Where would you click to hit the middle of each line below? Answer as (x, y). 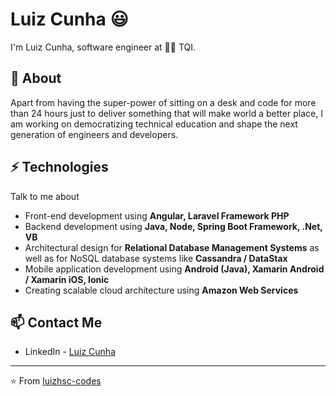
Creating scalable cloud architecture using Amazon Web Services (161, 290)
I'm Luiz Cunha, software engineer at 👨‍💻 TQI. (103, 47)
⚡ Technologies (59, 167)
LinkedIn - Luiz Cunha (70, 352)
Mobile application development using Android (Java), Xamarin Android (174, 269)
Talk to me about (45, 196)
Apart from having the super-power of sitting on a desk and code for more (163, 102)
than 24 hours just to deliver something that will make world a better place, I (166, 113)
